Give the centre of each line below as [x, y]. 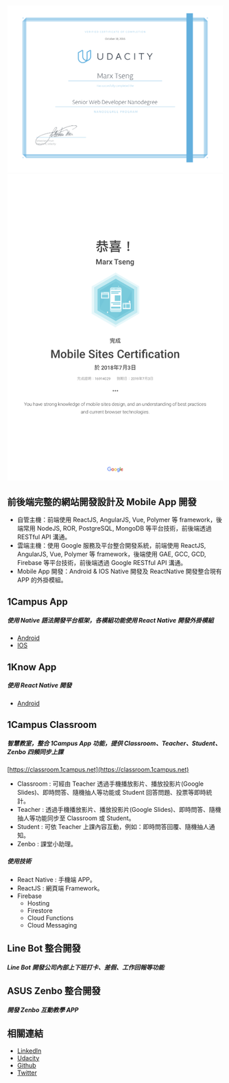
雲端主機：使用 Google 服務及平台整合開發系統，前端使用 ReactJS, [111, 545]
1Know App [32, 667]
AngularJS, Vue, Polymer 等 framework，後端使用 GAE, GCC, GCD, [111, 554]
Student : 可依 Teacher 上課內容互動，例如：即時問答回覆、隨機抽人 [113, 827]
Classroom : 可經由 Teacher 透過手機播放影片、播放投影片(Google [110, 784]
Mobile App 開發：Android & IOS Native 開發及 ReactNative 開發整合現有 [119, 571]
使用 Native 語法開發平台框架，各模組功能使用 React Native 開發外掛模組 [110, 620]
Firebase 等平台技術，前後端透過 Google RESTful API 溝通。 [102, 562]
